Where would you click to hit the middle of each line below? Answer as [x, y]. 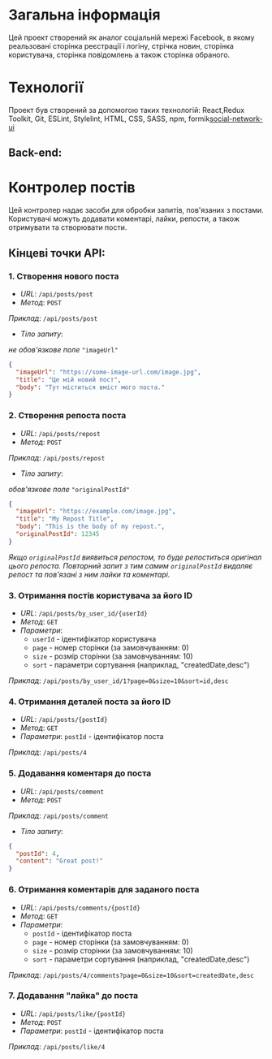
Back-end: [35, 153]
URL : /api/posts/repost [60, 433]
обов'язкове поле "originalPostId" [69, 489]
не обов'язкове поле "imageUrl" [63, 349]
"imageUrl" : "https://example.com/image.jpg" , [96, 512]
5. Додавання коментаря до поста [80, 773]
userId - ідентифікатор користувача [94, 639]
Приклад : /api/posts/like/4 [57, 1046]
